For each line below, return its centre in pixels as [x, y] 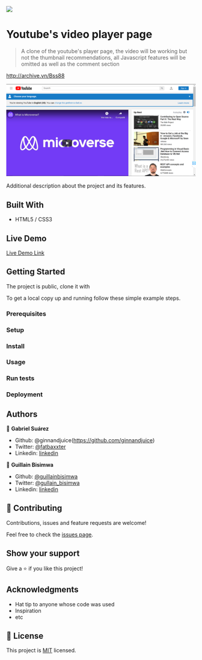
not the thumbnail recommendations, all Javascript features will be [103, 57]
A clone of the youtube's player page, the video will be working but [104, 51]
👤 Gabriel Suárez [28, 429]
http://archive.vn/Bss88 [35, 75]
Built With [25, 205]
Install [16, 346]
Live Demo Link [26, 253]
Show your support [43, 554]
